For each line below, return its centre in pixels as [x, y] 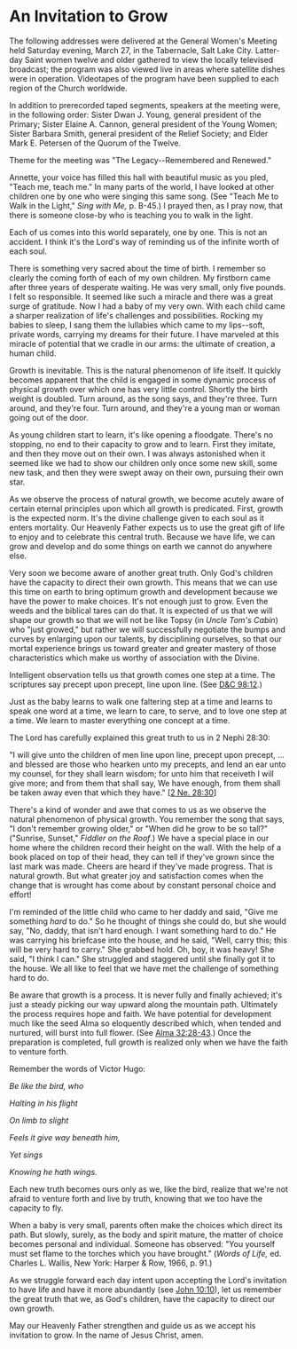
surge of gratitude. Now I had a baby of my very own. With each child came [147, 306]
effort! [21, 895]
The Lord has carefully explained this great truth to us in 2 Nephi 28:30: [140, 738]
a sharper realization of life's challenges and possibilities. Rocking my [136, 315]
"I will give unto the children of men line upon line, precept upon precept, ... [147, 754]
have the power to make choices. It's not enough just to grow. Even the [139, 601]
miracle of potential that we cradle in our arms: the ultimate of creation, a [142, 343]
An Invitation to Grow [89, 16]
